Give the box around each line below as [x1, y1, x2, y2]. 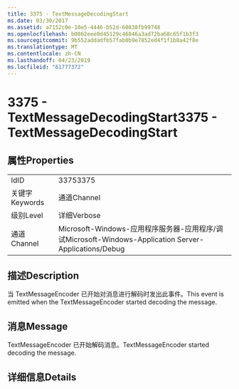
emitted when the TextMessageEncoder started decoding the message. [7, 298, 218, 306]
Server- [176, 234, 204, 244]
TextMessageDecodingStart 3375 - [7, 109, 218, 125]
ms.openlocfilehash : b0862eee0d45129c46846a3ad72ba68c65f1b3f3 [7, 30, 199, 38]
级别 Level [11, 210, 43, 220]
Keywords [11, 197, 45, 207]
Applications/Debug [58, 244, 125, 254]
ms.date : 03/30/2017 [7, 17, 69, 24]
